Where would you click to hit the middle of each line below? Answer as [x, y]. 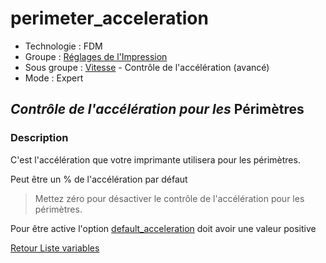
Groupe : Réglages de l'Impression [96, 56]
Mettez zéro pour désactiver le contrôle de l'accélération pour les [169, 198]
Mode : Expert [54, 78]
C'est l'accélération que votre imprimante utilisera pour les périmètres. [155, 159]
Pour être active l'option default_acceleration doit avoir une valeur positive [163, 228]
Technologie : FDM [63, 46]
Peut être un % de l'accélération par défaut [99, 179]
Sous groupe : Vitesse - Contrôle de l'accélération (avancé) [147, 67]
